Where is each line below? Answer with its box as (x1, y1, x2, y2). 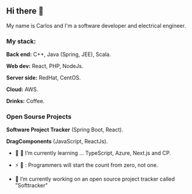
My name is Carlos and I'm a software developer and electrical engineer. (6, 22, 187, 29)
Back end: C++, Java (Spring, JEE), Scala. (6, 51, 111, 58)
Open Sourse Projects (6, 113, 72, 121)
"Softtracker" (14, 182, 48, 189)
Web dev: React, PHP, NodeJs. (6, 63, 84, 70)
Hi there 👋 (6, 6, 44, 16)
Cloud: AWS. (6, 86, 39, 93)
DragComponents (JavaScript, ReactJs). (6, 138, 108, 145)
